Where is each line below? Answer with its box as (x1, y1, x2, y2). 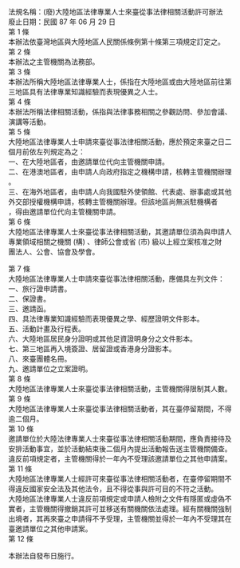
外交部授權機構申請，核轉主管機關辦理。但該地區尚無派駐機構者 (8, 197, 218, 206)
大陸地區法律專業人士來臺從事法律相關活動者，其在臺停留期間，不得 (8, 404, 232, 414)
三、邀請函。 (8, 304, 50, 314)
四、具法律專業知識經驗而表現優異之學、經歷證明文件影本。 (8, 314, 204, 323)
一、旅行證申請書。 (8, 284, 72, 294)
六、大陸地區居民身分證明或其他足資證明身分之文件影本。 (8, 334, 197, 343)
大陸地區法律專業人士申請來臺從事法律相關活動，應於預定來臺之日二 (8, 137, 232, 146)
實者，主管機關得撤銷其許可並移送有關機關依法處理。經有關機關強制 (8, 504, 232, 514)
